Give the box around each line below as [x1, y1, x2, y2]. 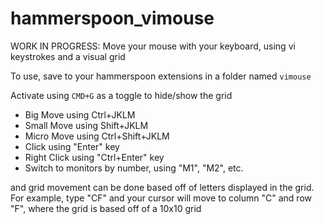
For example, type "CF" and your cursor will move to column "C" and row [10, 192, 312, 204]
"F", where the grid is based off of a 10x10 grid [10, 202, 202, 214]
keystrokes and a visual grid [10, 50, 126, 62]
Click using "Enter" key [24, 140, 120, 152]
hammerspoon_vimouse [10, 7, 215, 30]
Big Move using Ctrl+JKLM [24, 108, 136, 121]
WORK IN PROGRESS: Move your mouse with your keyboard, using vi [10, 40, 296, 52]
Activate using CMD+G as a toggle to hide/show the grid [10, 89, 233, 101]
